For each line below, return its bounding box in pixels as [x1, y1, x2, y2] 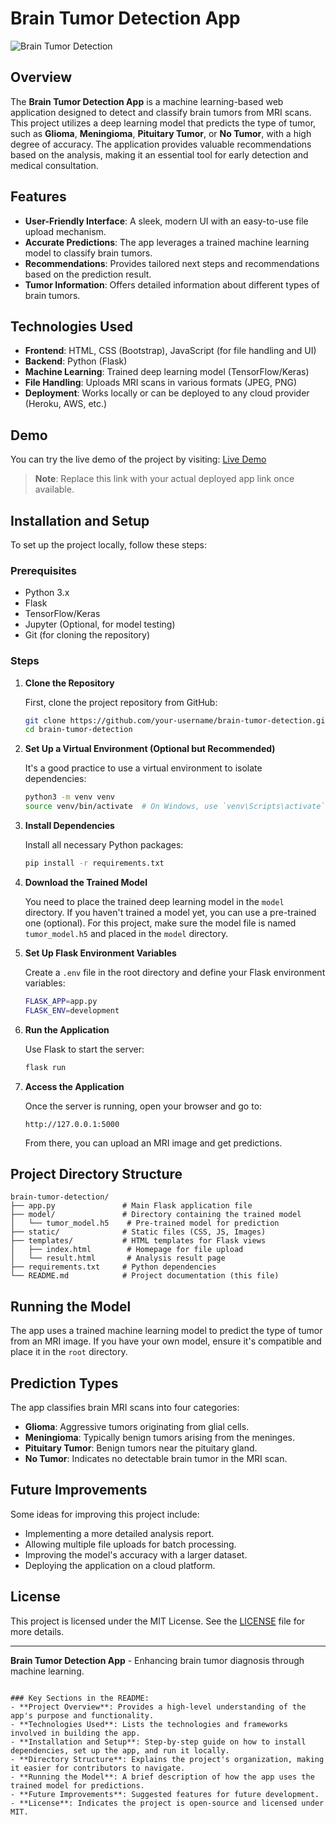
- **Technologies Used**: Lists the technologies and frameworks [10, 1719, 288, 1729]
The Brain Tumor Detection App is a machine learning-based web [10, 95, 284, 107]
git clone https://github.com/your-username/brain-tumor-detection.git [24, 715, 330, 726]
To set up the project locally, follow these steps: [10, 539, 208, 551]
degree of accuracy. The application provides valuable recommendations [10, 138, 312, 150]
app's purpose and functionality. [10, 1710, 155, 1721]
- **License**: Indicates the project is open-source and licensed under [10, 1798, 325, 1808]
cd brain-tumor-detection [24, 725, 133, 735]
